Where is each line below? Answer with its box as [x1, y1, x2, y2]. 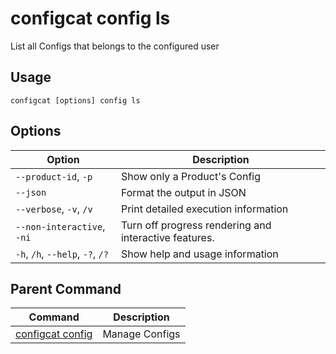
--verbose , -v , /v [15, 202, 93, 216]
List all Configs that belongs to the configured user [10, 40, 220, 52]
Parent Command [10, 280, 122, 297]
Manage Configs [102, 327, 181, 341]
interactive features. [120, 230, 215, 244]
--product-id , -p [15, 169, 93, 183]
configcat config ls [10, 7, 171, 30]
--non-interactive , [15, 219, 106, 233]
